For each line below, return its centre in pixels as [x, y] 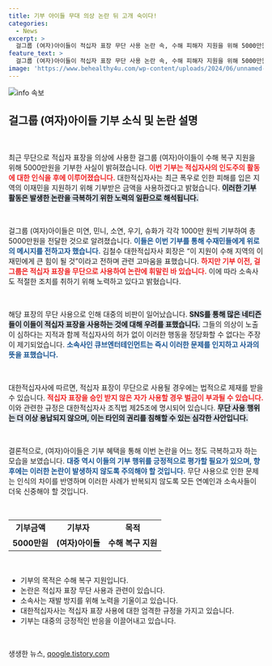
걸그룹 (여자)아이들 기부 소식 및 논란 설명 [103, 121]
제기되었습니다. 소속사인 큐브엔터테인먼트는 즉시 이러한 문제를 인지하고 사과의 [138, 344]
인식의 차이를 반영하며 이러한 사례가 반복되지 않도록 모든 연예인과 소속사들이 [137, 481]
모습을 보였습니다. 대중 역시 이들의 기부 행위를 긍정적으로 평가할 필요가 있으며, [130, 460]
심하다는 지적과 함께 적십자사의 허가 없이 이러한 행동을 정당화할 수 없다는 [131, 334]
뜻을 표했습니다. [34, 354]
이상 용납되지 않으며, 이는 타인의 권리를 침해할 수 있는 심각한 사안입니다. [136, 418]
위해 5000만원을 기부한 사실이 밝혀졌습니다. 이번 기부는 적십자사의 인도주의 [127, 168]
